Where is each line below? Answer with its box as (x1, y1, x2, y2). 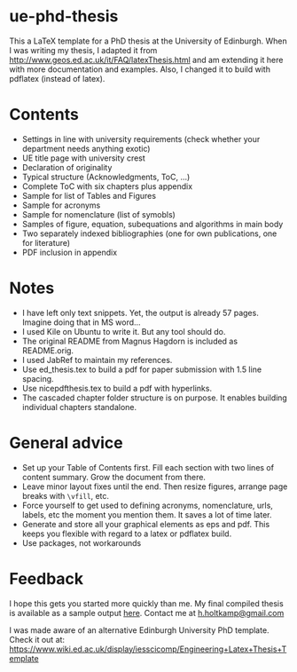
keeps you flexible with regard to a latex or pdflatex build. (21, 528, 232, 539)
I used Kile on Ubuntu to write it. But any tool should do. (21, 326, 226, 336)
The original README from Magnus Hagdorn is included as (21, 336, 238, 346)
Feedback (9, 568, 84, 589)
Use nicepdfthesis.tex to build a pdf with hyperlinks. (21, 383, 213, 393)
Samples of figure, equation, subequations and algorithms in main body (21, 218, 284, 229)
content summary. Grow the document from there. (21, 471, 207, 482)
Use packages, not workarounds (21, 537, 142, 548)
